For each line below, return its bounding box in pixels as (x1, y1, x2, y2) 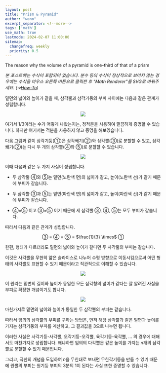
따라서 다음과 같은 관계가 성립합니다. (5, 224, 75, 230)
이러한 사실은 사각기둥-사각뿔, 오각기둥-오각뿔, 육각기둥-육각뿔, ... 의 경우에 (5, 334, 151, 339)
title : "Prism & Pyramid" (5, 12, 58, 17)
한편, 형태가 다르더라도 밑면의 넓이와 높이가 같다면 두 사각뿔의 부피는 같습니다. (5, 244, 156, 250)
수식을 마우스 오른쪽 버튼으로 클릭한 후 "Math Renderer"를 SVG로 (18, 78, 146, 84)
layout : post (5, 7, 32, 12)
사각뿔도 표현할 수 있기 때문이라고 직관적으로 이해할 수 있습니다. (14, 261, 137, 266)
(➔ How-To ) (15, 84, 39, 90)
